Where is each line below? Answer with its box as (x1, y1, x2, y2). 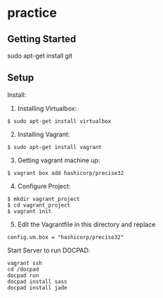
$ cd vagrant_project (7, 202, 71, 209)
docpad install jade (7, 284, 68, 291)
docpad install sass (7, 278, 68, 285)
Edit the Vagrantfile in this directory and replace (17, 220, 156, 228)
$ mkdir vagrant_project (7, 195, 80, 202)
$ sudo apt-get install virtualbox (7, 117, 112, 124)
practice (7, 5, 58, 21)
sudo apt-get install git (7, 51, 72, 60)
